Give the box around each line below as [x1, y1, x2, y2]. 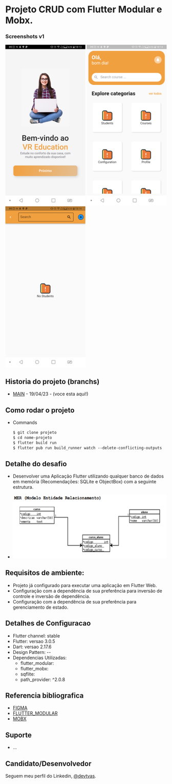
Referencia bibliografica [5, 691, 84, 700]
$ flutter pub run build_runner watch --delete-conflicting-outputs [12, 446, 162, 451]
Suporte [5, 731, 32, 739]
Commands [12, 420, 37, 426]
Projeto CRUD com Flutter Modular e [5, 4, 162, 15]
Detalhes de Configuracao [5, 619, 91, 628]
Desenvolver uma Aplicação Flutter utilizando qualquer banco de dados [12, 473, 164, 479]
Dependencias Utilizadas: [12, 654, 67, 661]
